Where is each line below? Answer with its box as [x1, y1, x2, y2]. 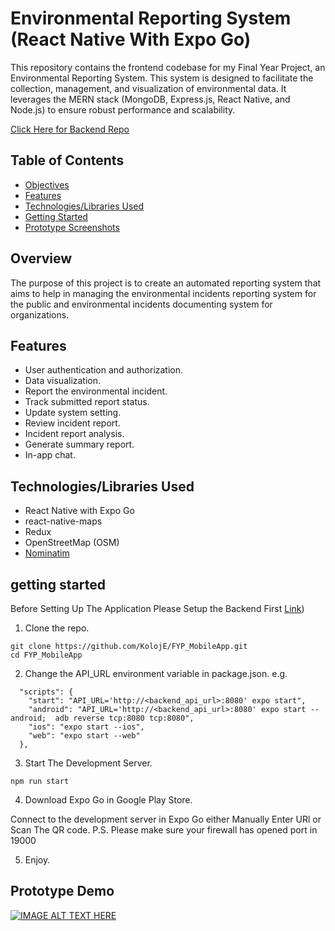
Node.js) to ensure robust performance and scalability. [10, 103, 236, 116]
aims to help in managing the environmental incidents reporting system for [10, 287, 317, 299]
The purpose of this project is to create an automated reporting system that [10, 277, 322, 289]
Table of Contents [10, 152, 125, 169]
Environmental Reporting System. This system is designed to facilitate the [10, 72, 314, 84]
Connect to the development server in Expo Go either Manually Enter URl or [10, 813, 322, 825]
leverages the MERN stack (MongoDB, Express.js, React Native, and [10, 93, 291, 105]
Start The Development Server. [24, 757, 153, 769]
